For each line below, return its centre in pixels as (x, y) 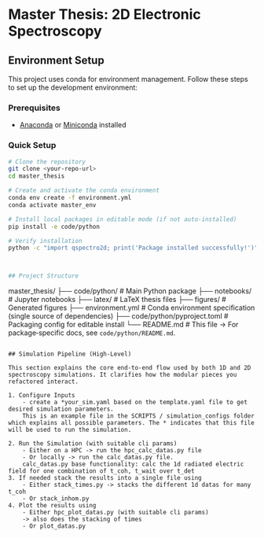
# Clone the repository (47, 162)
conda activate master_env (52, 205)
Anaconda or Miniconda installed (73, 125)
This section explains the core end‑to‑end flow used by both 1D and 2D (130, 368)
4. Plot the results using (52, 506)
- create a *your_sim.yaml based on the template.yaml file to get (135, 403)
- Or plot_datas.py (54, 526)
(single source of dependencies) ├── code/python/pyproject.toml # (119, 316)
